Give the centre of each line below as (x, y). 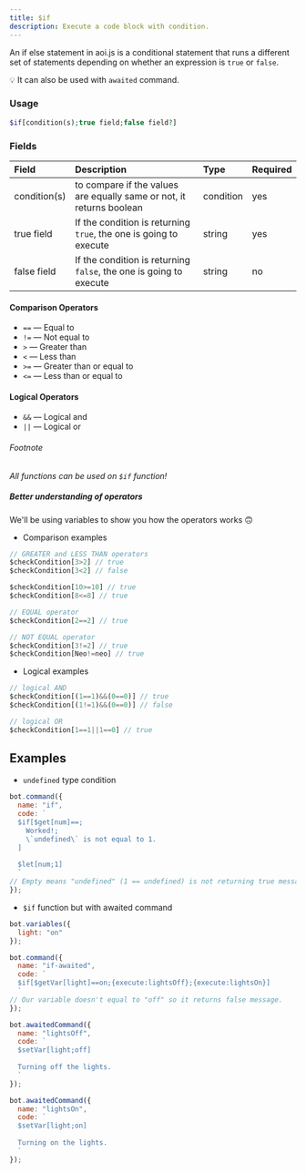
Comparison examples (65, 537)
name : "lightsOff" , (55, 1033)
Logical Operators (44, 396)
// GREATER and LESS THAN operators (79, 554)
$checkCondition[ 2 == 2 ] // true (69, 620)
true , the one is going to (126, 233)
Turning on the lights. (62, 1143)
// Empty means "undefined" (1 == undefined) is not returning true (142, 882)
